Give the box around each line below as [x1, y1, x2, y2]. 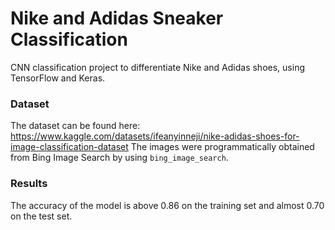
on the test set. [10, 210, 73, 222]
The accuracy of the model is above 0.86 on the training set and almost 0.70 [10, 199, 325, 211]
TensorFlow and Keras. [10, 72, 106, 84]
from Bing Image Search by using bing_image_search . [10, 152, 229, 164]
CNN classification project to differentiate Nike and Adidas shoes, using [10, 61, 305, 73]
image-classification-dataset [10, 141, 129, 153]
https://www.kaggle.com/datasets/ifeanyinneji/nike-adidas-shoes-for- [10, 130, 300, 142]
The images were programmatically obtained [130, 141, 315, 153]
